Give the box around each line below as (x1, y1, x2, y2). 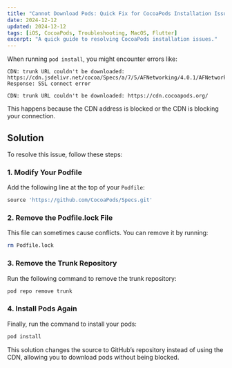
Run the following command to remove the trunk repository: (7, 274, 177, 282)
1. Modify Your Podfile (7, 167, 83, 177)
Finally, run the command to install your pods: (7, 320, 137, 328)
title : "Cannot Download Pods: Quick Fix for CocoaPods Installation (7, 10, 212, 17)
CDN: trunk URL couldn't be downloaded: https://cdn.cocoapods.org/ (7, 93, 209, 100)
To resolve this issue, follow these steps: (7, 150, 123, 158)
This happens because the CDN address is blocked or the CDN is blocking (7, 104, 219, 113)
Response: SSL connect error (7, 80, 91, 87)
